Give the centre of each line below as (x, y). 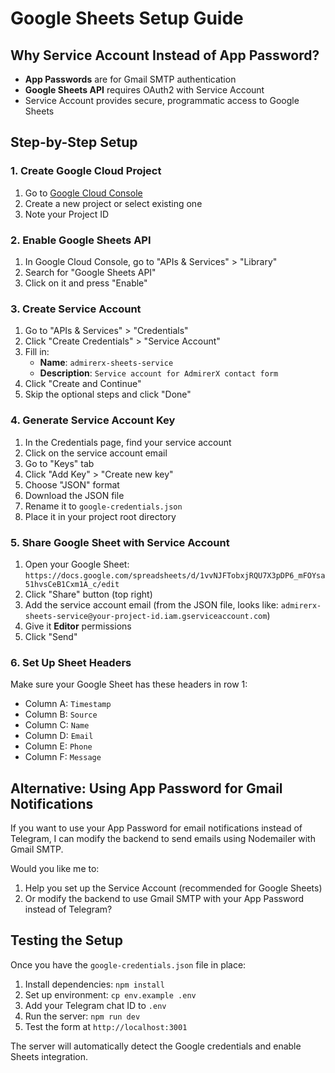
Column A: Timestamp (68, 704)
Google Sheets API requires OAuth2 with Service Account (144, 90)
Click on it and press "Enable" (86, 283)
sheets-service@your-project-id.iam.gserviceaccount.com (146, 616)
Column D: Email (59, 736)
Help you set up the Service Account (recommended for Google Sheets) (173, 888)
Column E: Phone (58, 746)
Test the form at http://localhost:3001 (106, 1026)
